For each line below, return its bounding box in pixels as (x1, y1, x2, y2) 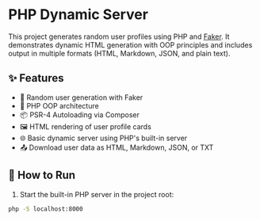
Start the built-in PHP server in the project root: (19, 189, 174, 199)
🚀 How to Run (8, 169, 76, 182)
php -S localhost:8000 (8, 204, 83, 213)
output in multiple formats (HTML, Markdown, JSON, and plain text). (8, 48, 231, 58)
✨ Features (8, 71, 64, 85)
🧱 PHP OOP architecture (19, 101, 99, 110)
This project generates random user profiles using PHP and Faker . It (8, 32, 230, 41)
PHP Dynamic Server (8, 6, 149, 24)
